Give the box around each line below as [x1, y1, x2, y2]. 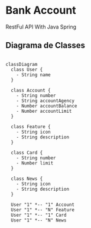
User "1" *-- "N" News [11, 217, 67, 223]
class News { [11, 176, 43, 182]
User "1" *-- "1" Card [11, 212, 67, 218]
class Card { [11, 150, 43, 156]
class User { [11, 66, 43, 72]
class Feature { [11, 123, 51, 129]
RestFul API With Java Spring [5, 23, 77, 30]
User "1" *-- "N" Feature [11, 207, 75, 213]
